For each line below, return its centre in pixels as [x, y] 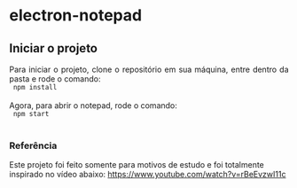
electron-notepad [76, 16]
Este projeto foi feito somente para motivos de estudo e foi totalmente [137, 165]
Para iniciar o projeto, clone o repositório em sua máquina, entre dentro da [149, 69]
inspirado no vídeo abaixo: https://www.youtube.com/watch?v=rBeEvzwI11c [148, 175]
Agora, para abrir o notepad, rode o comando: [93, 106]
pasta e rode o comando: [55, 79]
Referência [33, 145]
